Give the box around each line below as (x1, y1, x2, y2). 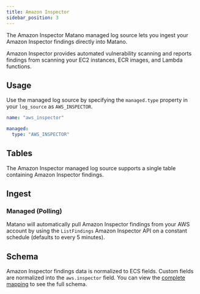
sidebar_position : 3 (6, 15, 59, 21)
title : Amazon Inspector (6, 9, 70, 15)
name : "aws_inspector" (6, 115, 64, 121)
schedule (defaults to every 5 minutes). (6, 234, 105, 241)
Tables (6, 148, 32, 159)
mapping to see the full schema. (6, 281, 87, 288)
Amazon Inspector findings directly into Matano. (6, 38, 128, 45)
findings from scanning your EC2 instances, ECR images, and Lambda (6, 56, 183, 63)
